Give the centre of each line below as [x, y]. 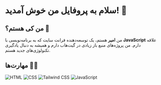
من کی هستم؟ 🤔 [27, 28]
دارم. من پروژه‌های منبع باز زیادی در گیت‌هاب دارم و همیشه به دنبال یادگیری [73, 45]
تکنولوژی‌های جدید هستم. [28, 50]
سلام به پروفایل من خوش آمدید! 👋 [66, 10]
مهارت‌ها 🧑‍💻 [22, 66]
